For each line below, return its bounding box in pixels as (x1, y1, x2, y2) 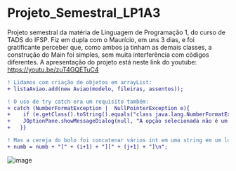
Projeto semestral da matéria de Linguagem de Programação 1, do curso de (7, 28, 226, 36)
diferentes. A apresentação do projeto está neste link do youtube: (7, 57, 197, 66)
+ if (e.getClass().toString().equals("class (7, 111, 152, 118)
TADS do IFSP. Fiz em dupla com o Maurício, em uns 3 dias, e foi (7, 35, 195, 43)
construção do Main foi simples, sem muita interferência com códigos (7, 50, 209, 59)
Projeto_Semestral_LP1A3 (7, 5, 161, 21)
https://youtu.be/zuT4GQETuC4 (7, 65, 100, 74)
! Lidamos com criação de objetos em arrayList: (7, 78, 152, 85)
